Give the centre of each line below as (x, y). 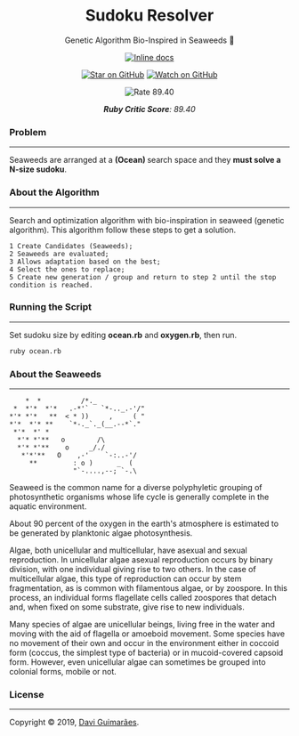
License (27, 694)
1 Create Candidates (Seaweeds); (71, 246)
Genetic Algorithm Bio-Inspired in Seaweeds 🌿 (149, 40)
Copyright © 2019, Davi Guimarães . (74, 723)
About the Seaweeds (56, 374)
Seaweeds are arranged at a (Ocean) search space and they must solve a (145, 160)
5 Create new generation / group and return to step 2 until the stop (143, 277)
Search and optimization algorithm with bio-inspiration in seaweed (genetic (147, 220)
